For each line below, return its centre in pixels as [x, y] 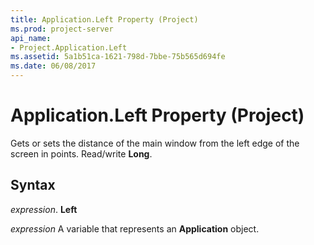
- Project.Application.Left [69, 47]
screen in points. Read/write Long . [81, 153]
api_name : [31, 38]
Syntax [33, 185]
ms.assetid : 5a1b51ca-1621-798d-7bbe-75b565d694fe [118, 57]
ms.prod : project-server [62, 29]
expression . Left [44, 209]
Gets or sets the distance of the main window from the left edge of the [155, 143]
